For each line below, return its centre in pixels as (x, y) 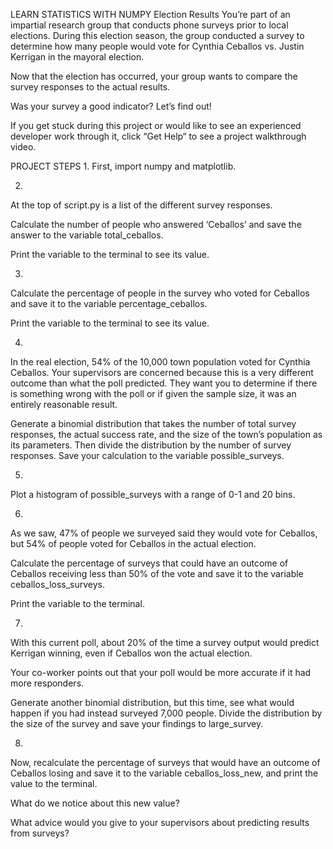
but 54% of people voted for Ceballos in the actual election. (133, 543)
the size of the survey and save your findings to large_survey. (137, 723)
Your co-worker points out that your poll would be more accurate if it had (161, 672)
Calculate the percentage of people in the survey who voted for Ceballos (160, 293)
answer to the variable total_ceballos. (87, 235)
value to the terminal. (54, 783)
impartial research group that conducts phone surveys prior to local (149, 25)
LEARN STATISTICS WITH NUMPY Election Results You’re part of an (150, 14)
